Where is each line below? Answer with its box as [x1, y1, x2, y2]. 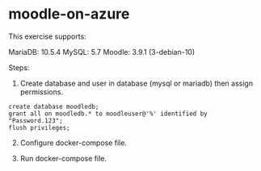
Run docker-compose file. [19, 153, 107, 163]
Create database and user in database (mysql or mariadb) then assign [19, 78, 253, 88]
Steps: [8, 62, 30, 73]
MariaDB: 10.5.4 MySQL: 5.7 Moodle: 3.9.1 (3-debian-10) [8, 47, 196, 56]
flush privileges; [8, 123, 70, 131]
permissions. [19, 86, 63, 97]
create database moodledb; [8, 102, 99, 111]
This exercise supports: [8, 31, 86, 41]
